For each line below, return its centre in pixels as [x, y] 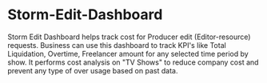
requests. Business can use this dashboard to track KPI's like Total [117, 45]
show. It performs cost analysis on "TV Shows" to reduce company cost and [133, 62]
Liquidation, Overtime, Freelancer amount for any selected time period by [128, 53]
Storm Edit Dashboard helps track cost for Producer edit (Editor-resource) [129, 37]
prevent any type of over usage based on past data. [93, 70]
